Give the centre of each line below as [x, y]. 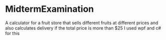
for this [12, 33]
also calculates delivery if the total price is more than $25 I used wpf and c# [83, 28]
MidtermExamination [50, 9]
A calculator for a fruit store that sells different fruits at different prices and [82, 23]
